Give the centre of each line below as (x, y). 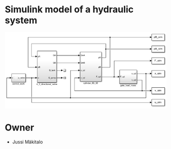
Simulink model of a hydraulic (69, 10)
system (21, 20)
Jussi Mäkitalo (27, 142)
